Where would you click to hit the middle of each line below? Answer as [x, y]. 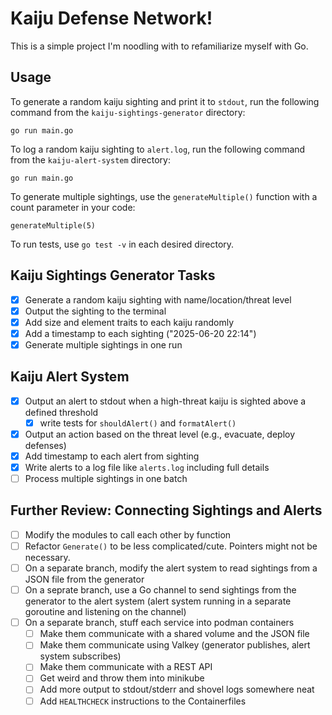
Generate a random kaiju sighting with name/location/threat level [158, 299]
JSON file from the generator [84, 579]
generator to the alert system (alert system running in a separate [158, 601]
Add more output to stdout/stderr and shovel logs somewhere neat [177, 689]
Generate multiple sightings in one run [103, 344]
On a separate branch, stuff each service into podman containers [159, 623]
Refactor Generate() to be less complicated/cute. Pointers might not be [171, 546]
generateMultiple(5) [53, 225]
